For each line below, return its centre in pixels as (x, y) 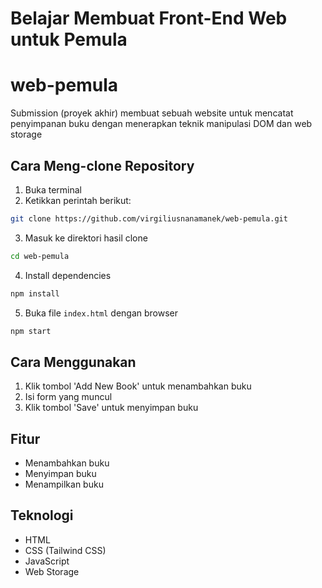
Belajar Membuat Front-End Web (149, 18)
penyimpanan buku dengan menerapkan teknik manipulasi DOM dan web (161, 124)
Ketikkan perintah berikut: (78, 200)
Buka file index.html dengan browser (101, 313)
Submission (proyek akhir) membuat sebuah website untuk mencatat (152, 113)
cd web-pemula (40, 256)
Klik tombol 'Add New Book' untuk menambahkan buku (138, 386)
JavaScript (47, 561)
